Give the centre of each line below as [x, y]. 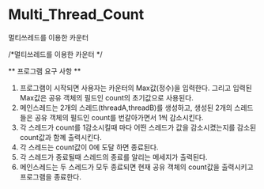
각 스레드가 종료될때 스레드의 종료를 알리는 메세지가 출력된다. [113, 157]
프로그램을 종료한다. [50, 176]
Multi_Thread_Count [76, 15]
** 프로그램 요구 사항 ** [45, 71]
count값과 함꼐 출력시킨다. [61, 137]
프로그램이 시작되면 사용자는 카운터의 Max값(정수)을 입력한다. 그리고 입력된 [136, 88]
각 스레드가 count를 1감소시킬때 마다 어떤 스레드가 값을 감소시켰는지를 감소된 [138, 127]
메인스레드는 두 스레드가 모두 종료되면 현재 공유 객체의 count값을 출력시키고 [137, 167]
